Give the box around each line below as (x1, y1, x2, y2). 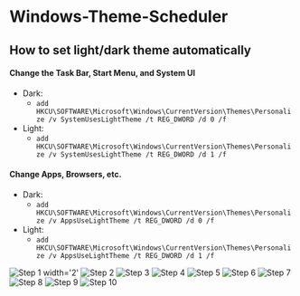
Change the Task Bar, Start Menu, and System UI (9, 68, 196, 79)
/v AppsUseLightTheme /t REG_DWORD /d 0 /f (48, 215, 215, 225)
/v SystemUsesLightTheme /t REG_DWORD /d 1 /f (48, 149, 228, 159)
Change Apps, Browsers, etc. (9, 169, 122, 180)
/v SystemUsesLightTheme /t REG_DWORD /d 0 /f (48, 115, 228, 124)
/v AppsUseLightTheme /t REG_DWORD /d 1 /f (48, 251, 215, 260)
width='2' (42, 267, 80, 278)
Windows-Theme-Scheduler (9, 6, 229, 27)
